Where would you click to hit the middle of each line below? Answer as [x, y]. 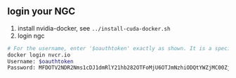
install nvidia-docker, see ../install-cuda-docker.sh [94, 28]
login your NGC [41, 11]
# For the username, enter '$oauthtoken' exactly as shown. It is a [110, 48]
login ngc [31, 36]
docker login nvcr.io [39, 55]
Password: [22, 68]
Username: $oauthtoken [40, 61]
